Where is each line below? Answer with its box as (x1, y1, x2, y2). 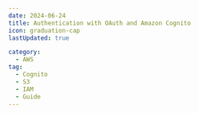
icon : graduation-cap (8, 26, 81, 34)
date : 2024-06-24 (8, 11, 66, 20)
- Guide (15, 92, 42, 100)
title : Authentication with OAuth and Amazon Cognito (8, 19, 192, 27)
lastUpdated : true (8, 33, 70, 42)
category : (8, 49, 42, 56)
